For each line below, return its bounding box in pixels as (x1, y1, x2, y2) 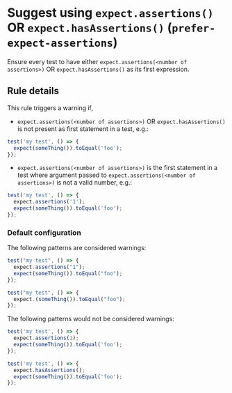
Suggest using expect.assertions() (7, 5, 214, 21)
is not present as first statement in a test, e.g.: (17, 124, 149, 133)
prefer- (171, 22, 216, 36)
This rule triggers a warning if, (7, 103, 94, 112)
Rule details (7, 85, 59, 97)
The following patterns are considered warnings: (7, 244, 147, 252)
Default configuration (7, 228, 81, 238)
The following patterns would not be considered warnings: (7, 315, 175, 323)
